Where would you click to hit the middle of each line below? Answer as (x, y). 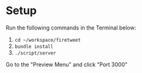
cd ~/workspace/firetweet (47, 40)
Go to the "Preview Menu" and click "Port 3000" (67, 64)
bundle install (34, 47)
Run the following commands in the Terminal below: (71, 28)
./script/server (35, 53)
